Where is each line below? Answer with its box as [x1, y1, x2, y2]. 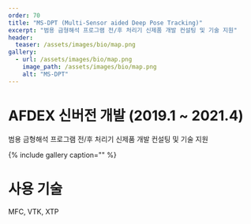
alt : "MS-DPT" [22, 70, 69, 78]
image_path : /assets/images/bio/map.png [22, 63, 157, 71]
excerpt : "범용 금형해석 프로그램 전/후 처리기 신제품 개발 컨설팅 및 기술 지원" [8, 26, 238, 34]
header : [8, 33, 34, 42]
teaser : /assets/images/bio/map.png [15, 41, 136, 49]
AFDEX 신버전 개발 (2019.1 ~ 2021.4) [8, 106, 244, 125]
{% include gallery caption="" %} [8, 150, 117, 159]
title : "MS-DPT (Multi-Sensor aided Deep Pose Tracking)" [8, 19, 203, 27]
